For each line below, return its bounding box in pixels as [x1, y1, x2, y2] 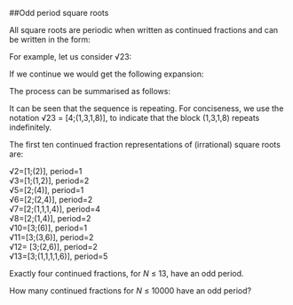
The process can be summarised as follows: [9, 86, 171, 96]
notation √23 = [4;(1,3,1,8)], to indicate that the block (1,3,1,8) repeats [9, 113, 260, 123]
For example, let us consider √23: [9, 52, 132, 61]
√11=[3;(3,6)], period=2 [9, 232, 94, 243]
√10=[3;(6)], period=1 [9, 222, 88, 233]
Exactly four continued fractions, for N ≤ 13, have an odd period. [9, 269, 244, 278]
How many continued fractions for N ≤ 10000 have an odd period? [9, 285, 251, 296]
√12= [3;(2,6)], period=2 [9, 242, 98, 252]
